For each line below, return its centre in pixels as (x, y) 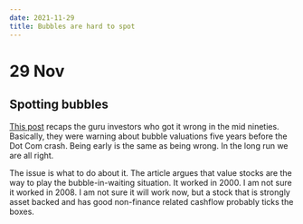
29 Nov (37, 71)
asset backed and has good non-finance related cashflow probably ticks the (151, 201)
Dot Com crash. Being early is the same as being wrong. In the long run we (149, 145)
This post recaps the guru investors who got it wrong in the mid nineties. (144, 126)
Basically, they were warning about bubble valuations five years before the (148, 136)
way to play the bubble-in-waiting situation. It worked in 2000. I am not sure (151, 182)
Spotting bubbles (59, 105)
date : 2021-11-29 (42, 18)
